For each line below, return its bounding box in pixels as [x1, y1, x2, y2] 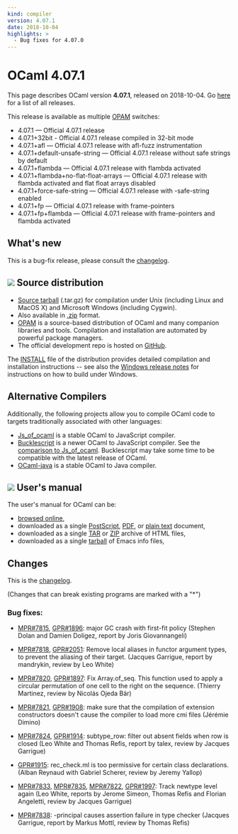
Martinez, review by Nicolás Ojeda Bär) [17, 689, 132, 697]
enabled [17, 194, 42, 203]
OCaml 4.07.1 [7, 68, 85, 84]
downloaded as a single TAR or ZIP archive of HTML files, [17, 529, 186, 538]
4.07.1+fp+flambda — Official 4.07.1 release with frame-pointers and [17, 209, 215, 218]
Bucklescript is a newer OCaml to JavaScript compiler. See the [17, 438, 200, 447]
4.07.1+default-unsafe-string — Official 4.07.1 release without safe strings [17, 149, 231, 157]
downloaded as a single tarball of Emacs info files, [17, 537, 165, 545]
